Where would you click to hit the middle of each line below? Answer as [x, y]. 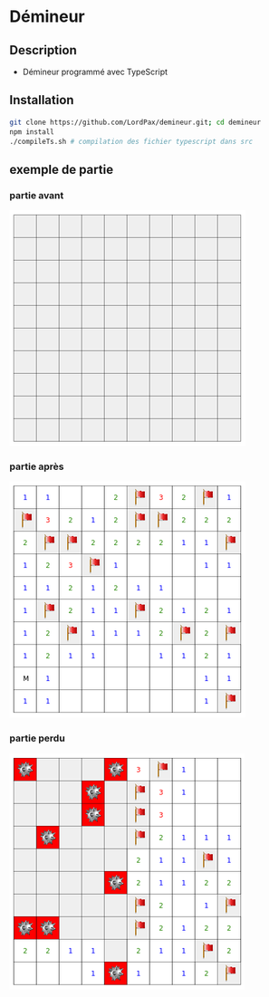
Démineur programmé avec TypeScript [95, 72]
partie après [37, 466]
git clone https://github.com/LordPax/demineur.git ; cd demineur [135, 122]
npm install [32, 132]
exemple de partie [62, 169]
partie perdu [37, 738]
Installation [42, 100]
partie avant [37, 195]
